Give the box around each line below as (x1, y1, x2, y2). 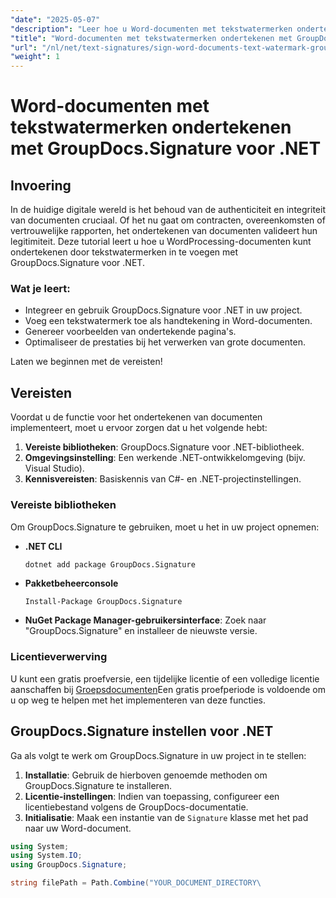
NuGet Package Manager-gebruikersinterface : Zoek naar (24, 614, 267, 626)
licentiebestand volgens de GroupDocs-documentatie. (24, 801, 249, 813)
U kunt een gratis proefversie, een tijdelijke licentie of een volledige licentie (10, 672, 320, 685)
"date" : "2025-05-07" (10, 14, 101, 25)
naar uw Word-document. (24, 822, 132, 834)
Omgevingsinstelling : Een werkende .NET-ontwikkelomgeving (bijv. (24, 452, 306, 464)
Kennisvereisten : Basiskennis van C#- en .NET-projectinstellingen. (24, 473, 302, 485)
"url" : (10, 42, 38, 53)
